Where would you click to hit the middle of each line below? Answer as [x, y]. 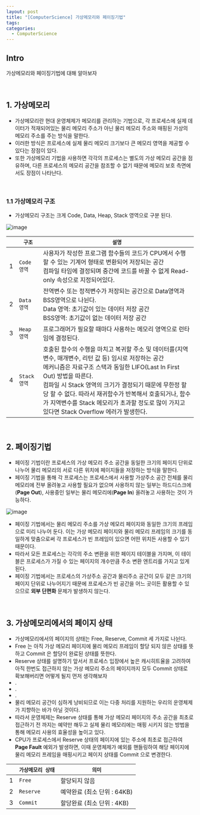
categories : [21, 28]
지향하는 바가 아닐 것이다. [51, 710]
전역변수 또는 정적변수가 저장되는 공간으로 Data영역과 [114, 291]
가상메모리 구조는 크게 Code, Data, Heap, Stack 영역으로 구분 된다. [93, 216]
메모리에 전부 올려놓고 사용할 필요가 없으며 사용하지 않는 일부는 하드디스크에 [103, 485]
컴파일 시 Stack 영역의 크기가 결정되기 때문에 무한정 [112, 385]
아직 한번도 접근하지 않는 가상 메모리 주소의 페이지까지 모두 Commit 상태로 [101, 668]
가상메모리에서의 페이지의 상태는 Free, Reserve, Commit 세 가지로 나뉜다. [101, 639]
